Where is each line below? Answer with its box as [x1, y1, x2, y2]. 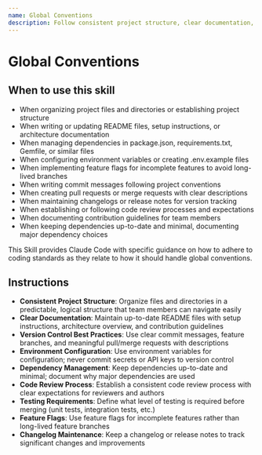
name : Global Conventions [8, 11, 93, 20]
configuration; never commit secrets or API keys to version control [19, 355, 234, 365]
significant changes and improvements [19, 439, 145, 448]
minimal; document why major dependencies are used [19, 372, 195, 381]
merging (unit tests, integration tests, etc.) [19, 405, 155, 414]
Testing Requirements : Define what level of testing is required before [19, 397, 246, 406]
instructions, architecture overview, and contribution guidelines [19, 322, 224, 331]
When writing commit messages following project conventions [19, 180, 221, 189]
